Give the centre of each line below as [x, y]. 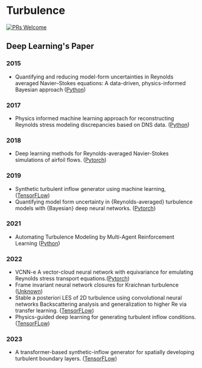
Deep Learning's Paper [50, 46]
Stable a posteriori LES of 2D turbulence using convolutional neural [98, 298]
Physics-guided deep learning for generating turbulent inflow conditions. [106, 317]
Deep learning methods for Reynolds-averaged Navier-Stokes [92, 153]
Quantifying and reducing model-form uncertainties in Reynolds [94, 77]
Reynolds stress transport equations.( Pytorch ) [72, 279]
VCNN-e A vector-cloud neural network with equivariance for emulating [104, 272]
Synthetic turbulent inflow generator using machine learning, [90, 189]
